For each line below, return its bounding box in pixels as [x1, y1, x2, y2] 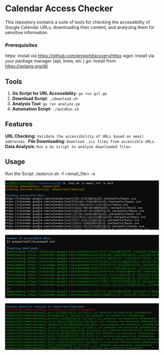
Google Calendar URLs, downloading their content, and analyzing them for [5, 24, 155, 30]
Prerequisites [5, 42, 38, 48]
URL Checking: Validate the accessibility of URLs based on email [5, 133, 144, 139]
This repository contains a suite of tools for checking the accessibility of [5, 19, 150, 25]
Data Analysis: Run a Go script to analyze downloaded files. [5, 143, 133, 149]
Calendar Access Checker [5, 3, 113, 14]
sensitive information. [5, 29, 49, 35]
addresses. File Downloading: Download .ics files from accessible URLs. [5, 138, 157, 144]
